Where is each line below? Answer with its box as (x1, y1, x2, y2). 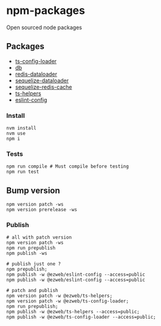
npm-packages (6, 4, 85, 18)
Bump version (6, 185, 61, 195)
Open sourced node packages (6, 24, 83, 31)
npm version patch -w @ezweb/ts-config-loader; (6, 298, 129, 304)
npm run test (6, 169, 39, 175)
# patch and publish (6, 288, 59, 294)
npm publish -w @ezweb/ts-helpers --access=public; (6, 309, 140, 315)
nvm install (6, 125, 36, 131)
